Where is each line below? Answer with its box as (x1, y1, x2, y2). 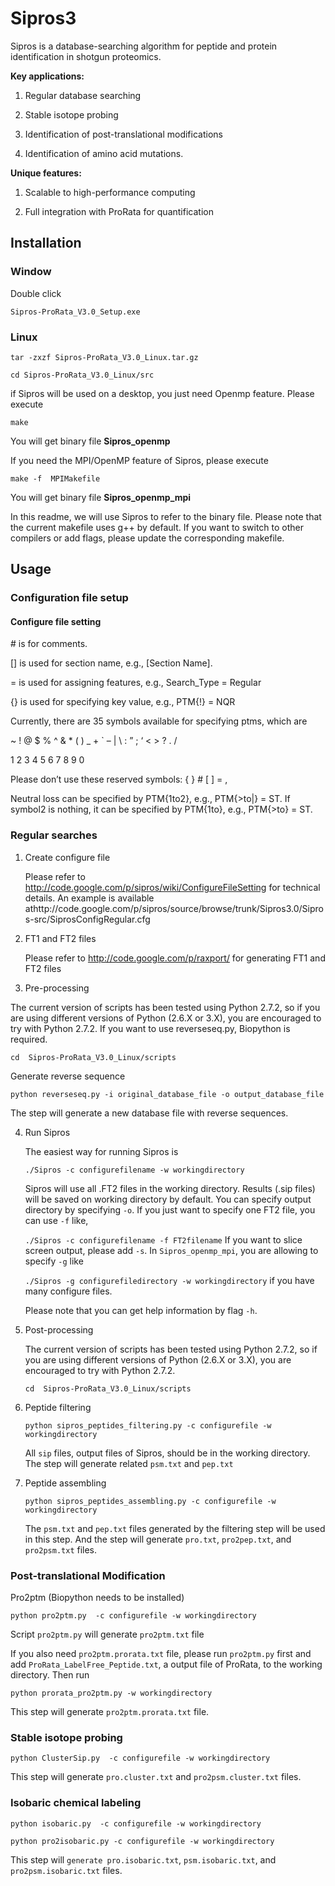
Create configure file (24, 851, 111, 863)
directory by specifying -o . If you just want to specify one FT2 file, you (24, 1203, 316, 1216)
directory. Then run (10, 1669, 90, 1681)
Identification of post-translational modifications (24, 128, 223, 140)
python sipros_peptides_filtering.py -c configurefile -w (24, 1420, 272, 1431)
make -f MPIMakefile (10, 473, 101, 484)
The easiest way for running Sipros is (24, 1145, 179, 1157)
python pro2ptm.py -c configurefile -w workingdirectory (10, 1611, 257, 1621)
